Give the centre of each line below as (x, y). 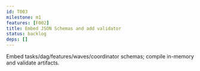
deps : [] (17, 39)
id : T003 (17, 12)
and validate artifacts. (33, 63)
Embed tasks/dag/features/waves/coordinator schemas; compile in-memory (100, 56)
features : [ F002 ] (28, 23)
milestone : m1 (24, 17)
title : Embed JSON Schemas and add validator (64, 28)
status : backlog (26, 34)
